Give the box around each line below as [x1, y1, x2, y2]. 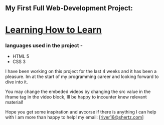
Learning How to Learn [5, 24, 102, 35]
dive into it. [5, 78, 29, 84]
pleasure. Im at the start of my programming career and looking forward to [5, 73, 159, 79]
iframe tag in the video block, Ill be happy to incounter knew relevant [5, 93, 147, 99]
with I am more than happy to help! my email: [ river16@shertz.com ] [5, 114, 144, 120]
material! [5, 99, 24, 105]
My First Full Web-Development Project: [5, 4, 133, 12]
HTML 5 [12, 53, 30, 59]
